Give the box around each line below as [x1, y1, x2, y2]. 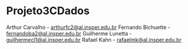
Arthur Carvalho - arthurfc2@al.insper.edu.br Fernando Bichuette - [6, 24, 171, 31]
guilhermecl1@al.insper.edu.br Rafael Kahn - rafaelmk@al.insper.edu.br [6, 36, 182, 43]
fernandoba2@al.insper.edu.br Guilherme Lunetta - [6, 30, 132, 37]
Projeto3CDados [6, 4, 90, 18]
